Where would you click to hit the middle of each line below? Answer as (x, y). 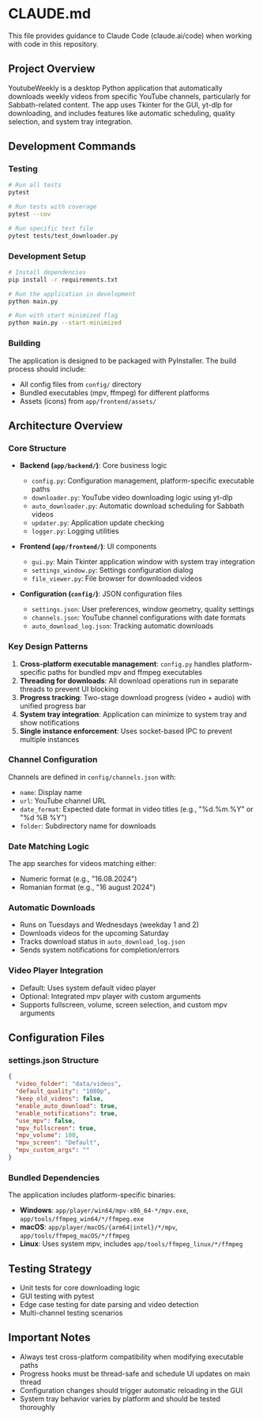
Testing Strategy (50, 1269)
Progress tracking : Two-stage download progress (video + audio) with (135, 697)
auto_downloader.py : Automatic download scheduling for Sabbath (138, 506)
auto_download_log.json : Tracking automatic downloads (122, 626)
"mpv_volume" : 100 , (47, 1136)
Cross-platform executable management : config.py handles (120, 664)
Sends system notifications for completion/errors (100, 950)
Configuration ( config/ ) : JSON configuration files (101, 594)
